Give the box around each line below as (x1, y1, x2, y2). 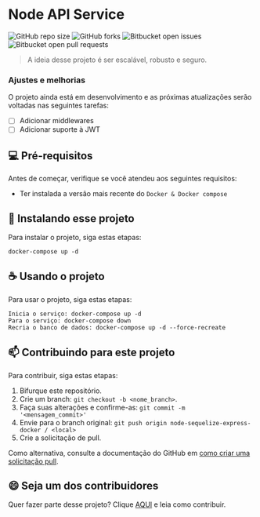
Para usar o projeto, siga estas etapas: (8, 294, 132, 304)
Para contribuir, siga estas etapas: (8, 370, 118, 380)
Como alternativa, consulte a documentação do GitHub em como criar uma (8, 448, 251, 457)
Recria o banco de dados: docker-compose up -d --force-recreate (8, 323, 226, 331)
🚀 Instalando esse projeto (8, 212, 135, 225)
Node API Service (8, 5, 125, 24)
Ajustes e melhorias (8, 75, 86, 86)
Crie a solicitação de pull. (19, 433, 102, 442)
